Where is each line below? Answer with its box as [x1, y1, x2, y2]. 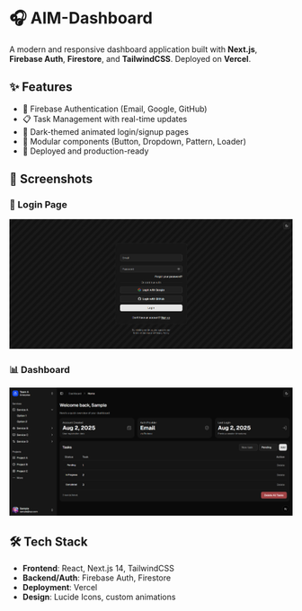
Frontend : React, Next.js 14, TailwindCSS [22, 562, 175, 573]
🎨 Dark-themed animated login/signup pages [22, 126, 189, 137]
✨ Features [9, 79, 73, 95]
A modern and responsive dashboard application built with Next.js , [9, 43, 258, 55]
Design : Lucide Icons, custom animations [22, 591, 176, 602]
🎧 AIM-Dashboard [9, 8, 153, 29]
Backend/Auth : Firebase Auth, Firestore [22, 572, 172, 583]
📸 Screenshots [9, 172, 93, 187]
